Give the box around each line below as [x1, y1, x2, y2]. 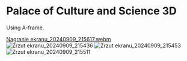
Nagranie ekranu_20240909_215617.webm [6, 35, 111, 42]
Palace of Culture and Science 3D [6, 4, 177, 18]
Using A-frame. [6, 24, 44, 31]
